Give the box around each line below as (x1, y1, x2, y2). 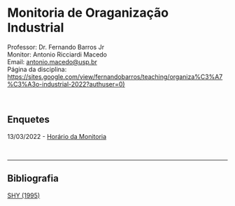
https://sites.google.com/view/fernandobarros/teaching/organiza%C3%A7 (7, 72, 223, 81)
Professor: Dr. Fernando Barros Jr (7, 43, 105, 51)
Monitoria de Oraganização (7, 5, 169, 21)
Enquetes (7, 114, 50, 126)
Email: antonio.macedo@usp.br (7, 57, 98, 66)
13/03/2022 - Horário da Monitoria (7, 132, 107, 140)
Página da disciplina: (7, 65, 67, 73)
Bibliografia (7, 172, 59, 184)
